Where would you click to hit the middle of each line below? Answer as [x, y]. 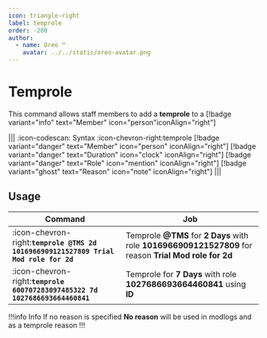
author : [21, 38]
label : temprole [35, 23]
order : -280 [28, 30]
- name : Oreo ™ [41, 45]
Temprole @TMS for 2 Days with [187, 235]
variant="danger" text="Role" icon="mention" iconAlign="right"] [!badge [128, 163]
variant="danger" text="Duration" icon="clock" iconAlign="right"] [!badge [130, 154]
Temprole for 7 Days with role [181, 274]
